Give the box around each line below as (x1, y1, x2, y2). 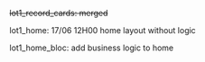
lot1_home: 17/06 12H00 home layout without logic (9, 25, 196, 35)
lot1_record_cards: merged (9, 8, 108, 18)
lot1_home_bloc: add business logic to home (9, 42, 174, 53)
